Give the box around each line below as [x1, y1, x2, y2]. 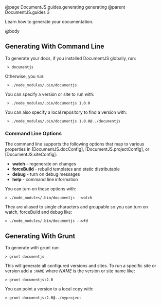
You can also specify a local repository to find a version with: [5, 109, 127, 115]
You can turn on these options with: [5, 186, 76, 192]
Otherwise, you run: [5, 73, 45, 79]
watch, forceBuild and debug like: [5, 209, 72, 215]
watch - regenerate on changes [12, 161, 76, 167]
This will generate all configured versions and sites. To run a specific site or [5, 263, 157, 268]
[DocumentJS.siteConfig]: [5, 151, 57, 158]
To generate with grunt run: [5, 244, 60, 250]
